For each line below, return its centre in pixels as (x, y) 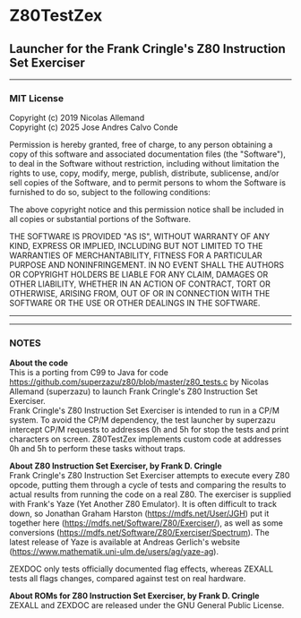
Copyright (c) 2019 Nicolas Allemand (77, 118)
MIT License (37, 98)
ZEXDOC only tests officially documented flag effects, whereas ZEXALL (142, 569)
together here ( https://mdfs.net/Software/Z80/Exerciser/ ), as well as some (146, 523)
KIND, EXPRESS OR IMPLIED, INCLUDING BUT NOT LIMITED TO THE (136, 246)
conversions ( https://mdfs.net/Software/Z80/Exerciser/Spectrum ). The (140, 532)
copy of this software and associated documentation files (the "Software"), (148, 154)
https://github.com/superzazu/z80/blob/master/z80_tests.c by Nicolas (139, 382)
